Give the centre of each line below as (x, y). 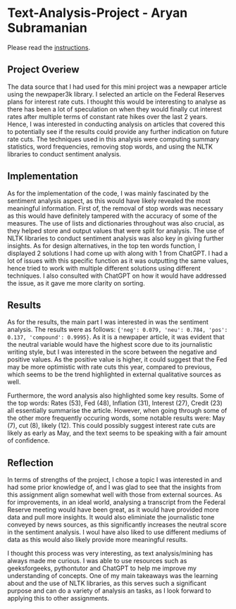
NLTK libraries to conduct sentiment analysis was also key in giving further (116, 238)
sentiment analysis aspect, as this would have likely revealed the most (109, 201)
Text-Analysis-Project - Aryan (98, 13)
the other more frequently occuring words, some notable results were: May (116, 418)
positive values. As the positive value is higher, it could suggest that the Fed (117, 359)
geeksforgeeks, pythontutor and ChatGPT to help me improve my (102, 568)
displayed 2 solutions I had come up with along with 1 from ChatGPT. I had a (118, 253)
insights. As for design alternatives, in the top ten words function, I (104, 245)
